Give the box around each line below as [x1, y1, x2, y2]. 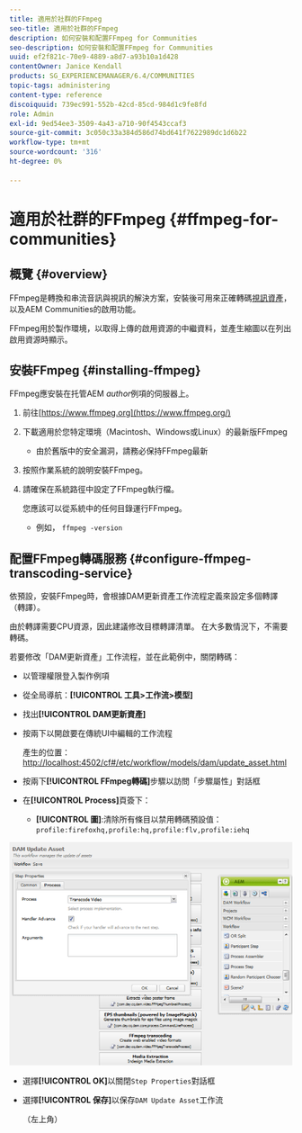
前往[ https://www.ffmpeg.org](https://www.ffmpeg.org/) [22, 408, 231, 418]
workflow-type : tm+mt [9, 138, 91, 148]
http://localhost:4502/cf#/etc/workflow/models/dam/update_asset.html [22, 757, 288, 769]
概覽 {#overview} [9, 266, 108, 283]
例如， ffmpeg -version [35, 522, 123, 533]
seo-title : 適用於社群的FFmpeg [9, 23, 119, 33]
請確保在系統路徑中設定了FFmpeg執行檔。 [22, 484, 180, 495]
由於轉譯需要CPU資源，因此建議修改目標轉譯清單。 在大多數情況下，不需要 [9, 621, 289, 632]
